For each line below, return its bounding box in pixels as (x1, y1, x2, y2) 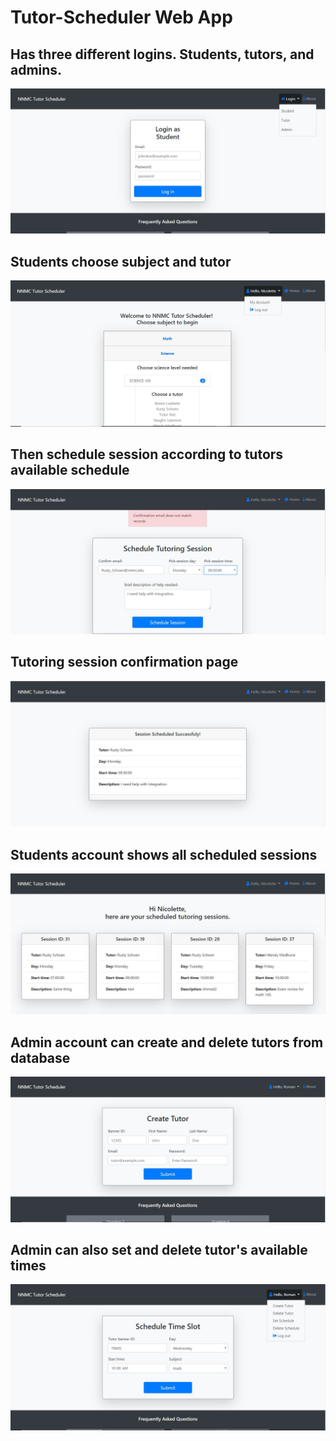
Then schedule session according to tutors (10, 446, 284, 463)
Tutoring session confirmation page (10, 654, 239, 671)
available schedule (10, 462, 130, 479)
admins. (10, 61, 63, 78)
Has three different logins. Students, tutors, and (10, 46, 315, 63)
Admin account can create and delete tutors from (10, 1034, 324, 1051)
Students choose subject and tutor (10, 253, 232, 270)
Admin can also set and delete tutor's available (10, 1241, 308, 1258)
